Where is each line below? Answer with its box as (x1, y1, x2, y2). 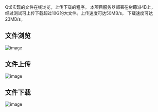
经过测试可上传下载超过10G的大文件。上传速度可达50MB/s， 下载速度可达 (5, 10, 153, 16)
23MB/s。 (5, 16, 25, 22)
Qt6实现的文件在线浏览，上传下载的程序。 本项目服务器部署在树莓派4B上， (5, 4, 156, 10)
